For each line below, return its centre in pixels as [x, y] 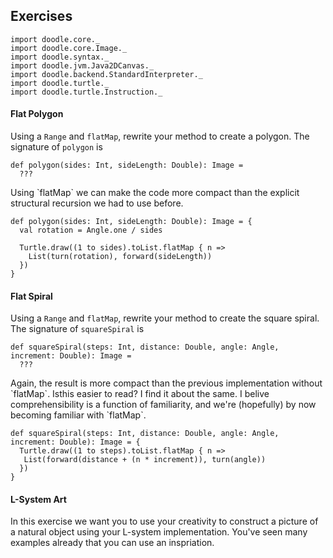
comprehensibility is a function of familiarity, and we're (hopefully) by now [163, 405]
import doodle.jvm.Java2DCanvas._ [82, 65]
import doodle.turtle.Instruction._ [86, 92]
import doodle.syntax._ [60, 57]
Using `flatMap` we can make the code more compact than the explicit [155, 193]
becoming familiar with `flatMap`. [78, 415]
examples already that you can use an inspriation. [112, 543]
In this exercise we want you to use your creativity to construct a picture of [164, 521]
